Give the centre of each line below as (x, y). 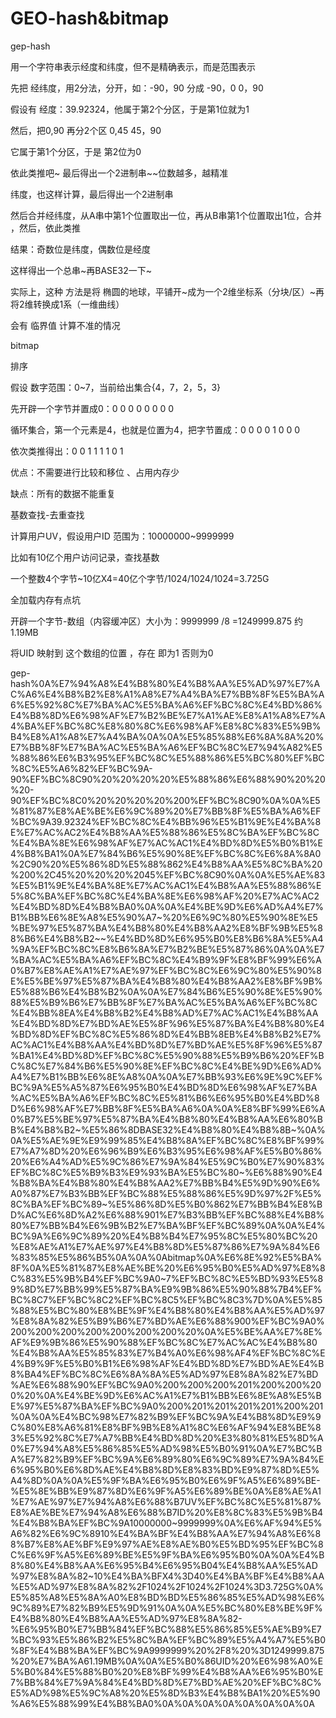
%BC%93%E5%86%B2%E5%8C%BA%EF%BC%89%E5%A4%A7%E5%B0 (168, 1639)
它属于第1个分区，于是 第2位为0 (76, 151)
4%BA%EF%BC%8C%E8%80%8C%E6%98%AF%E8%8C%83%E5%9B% (166, 726)
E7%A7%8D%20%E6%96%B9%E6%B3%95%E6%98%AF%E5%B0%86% (166, 1151)
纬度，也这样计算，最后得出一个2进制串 (92, 194)
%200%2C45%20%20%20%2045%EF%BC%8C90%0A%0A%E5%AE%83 (168, 874)
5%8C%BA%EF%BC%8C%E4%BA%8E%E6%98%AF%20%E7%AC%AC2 (165, 896)
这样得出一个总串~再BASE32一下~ (81, 270)
